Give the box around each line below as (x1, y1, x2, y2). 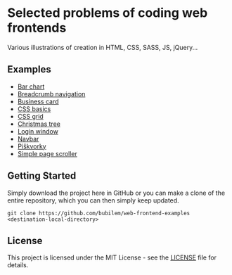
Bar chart (17, 82, 45, 91)
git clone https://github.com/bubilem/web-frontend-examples (7, 210, 191, 217)
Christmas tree (17, 120, 61, 128)
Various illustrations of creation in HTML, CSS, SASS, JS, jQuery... (7, 43, 198, 51)
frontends (7, 20, 67, 36)
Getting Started (7, 170, 77, 182)
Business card (17, 97, 59, 105)
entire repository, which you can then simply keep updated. (7, 196, 179, 205)
